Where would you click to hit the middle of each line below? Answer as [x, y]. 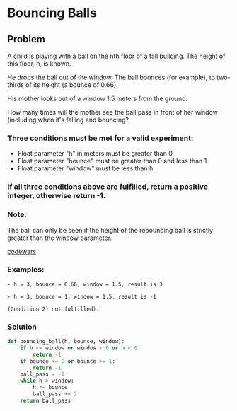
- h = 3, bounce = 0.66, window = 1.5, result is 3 [85, 284]
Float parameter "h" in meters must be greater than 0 [95, 154]
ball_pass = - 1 [42, 374]
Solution [22, 327]
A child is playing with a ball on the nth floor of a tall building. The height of [116, 56]
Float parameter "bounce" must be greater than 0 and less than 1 [112, 161]
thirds [16, 85]
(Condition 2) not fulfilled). [53, 309]
